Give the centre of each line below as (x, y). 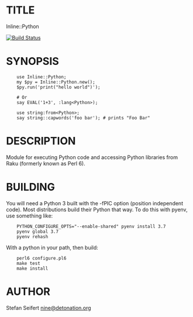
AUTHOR (28, 292)
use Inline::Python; (42, 77)
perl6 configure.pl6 (42, 258)
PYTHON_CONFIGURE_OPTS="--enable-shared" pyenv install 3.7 (91, 226)
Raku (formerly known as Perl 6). (46, 163)
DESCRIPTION (41, 141)
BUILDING (31, 187)
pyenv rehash (32, 237)
